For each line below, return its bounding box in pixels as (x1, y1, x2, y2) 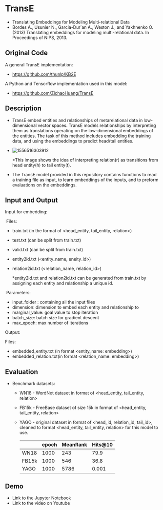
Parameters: (6, 290, 31, 296)
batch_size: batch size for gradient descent (12, 315, 99, 321)
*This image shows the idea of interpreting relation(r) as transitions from (12, 157, 159, 163)
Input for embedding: (5, 209, 48, 215)
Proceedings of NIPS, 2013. (12, 35, 67, 41)
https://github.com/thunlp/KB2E (12, 71, 77, 77)
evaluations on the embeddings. (12, 182, 77, 188)
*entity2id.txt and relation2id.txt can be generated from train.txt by (12, 275, 146, 281)
